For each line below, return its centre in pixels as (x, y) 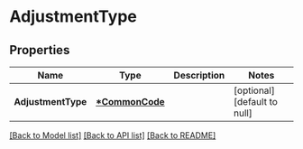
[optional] (254, 90)
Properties (40, 50)
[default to (255, 102)
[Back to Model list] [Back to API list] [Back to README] (113, 135)
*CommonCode (130, 102)
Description (199, 75)
